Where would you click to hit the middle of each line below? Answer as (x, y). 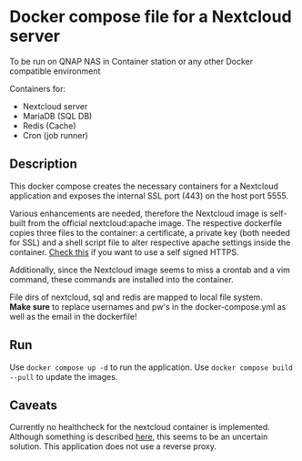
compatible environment (55, 71)
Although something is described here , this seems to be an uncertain (139, 437)
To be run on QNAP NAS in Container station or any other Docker (131, 61)
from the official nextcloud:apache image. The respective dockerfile (155, 223)
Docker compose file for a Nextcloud (151, 17)
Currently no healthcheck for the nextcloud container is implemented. (140, 427)
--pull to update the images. (64, 376)
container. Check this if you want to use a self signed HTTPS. (124, 251)
